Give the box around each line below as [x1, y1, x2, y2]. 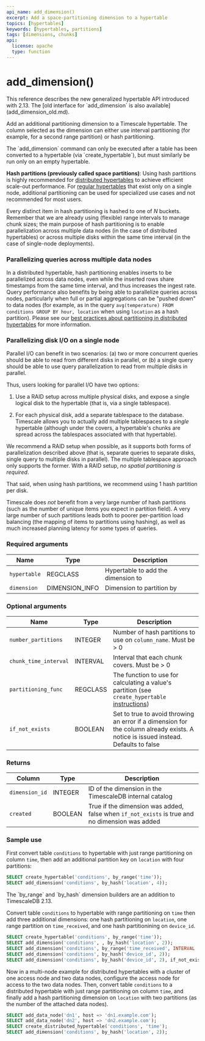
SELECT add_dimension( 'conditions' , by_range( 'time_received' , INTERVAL [6, 945, 195, 951]
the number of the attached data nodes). [6, 1000, 109, 1007]
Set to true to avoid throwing [112, 709, 195, 718]
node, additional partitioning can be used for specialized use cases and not [6, 189, 195, 196]
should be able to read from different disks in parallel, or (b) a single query [6, 357, 193, 364]
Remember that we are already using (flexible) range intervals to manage [6, 214, 190, 221]
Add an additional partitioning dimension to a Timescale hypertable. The [6, 120, 188, 127]
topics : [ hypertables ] [6, 20, 64, 26]
